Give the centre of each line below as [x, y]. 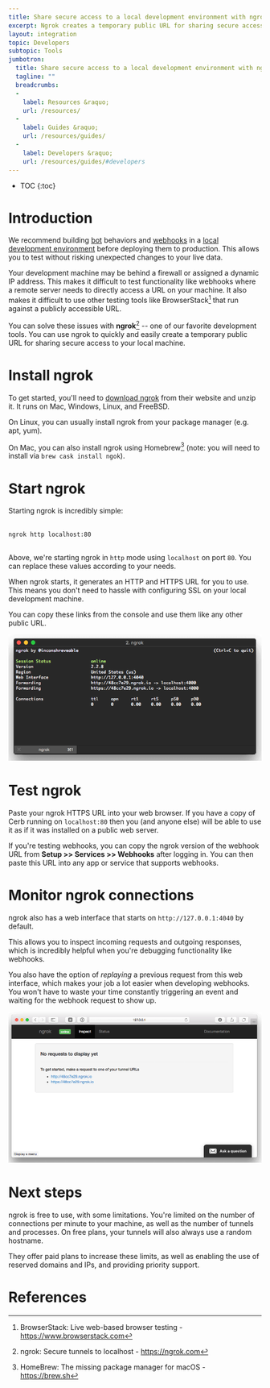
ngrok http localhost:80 [50, 535]
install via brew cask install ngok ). [67, 456]
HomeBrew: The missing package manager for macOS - [113, 1367]
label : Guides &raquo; [61, 128]
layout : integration [43, 34]
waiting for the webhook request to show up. [82, 1000]
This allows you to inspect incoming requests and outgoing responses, [125, 941]
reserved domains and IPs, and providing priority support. [104, 1265]
